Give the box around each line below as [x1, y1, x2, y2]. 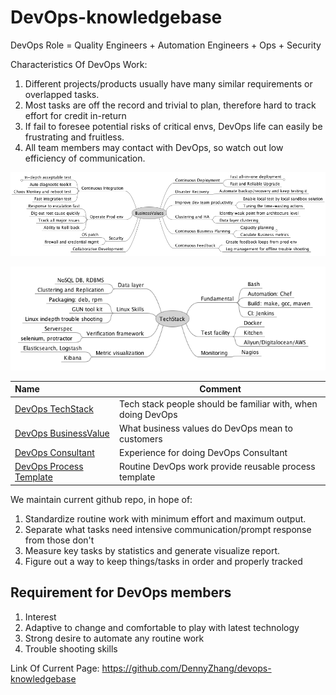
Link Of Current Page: [10, 662, 100, 674]
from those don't [24, 534, 95, 546]
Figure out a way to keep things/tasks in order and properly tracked [24, 555, 303, 567]
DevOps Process [14, 461, 84, 473]
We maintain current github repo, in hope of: [10, 493, 193, 505]
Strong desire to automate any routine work [24, 632, 205, 644]
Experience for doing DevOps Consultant [119, 447, 288, 459]
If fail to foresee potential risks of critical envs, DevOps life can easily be [24, 120, 323, 132]
